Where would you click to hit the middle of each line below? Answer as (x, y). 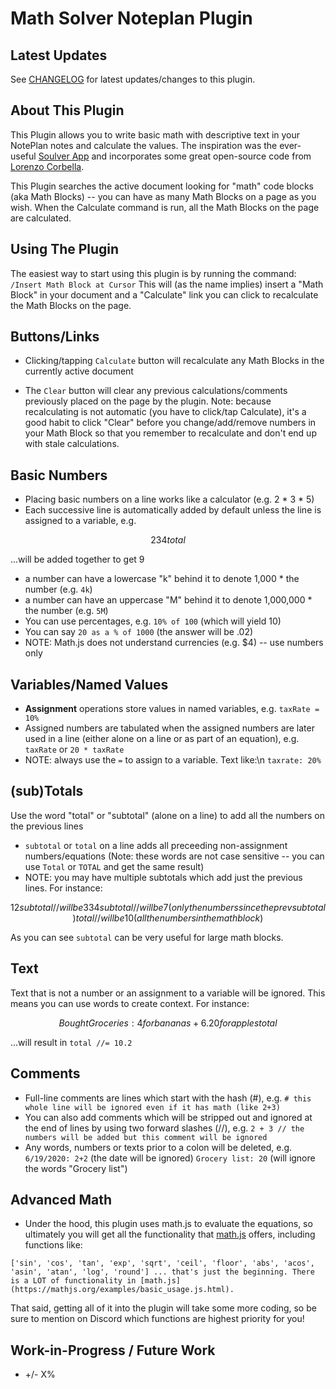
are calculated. (41, 218)
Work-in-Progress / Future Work (113, 1350)
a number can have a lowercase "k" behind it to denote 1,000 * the (162, 579)
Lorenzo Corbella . (47, 166)
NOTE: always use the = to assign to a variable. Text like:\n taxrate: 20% (173, 760)
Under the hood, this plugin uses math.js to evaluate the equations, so (168, 1224)
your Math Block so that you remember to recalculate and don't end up (170, 433)
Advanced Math (61, 1199)
